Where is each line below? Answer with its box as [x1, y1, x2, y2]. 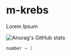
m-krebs [6, 3, 49, 17]
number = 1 [6, 45, 33, 51]
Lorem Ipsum [6, 23, 38, 30]
